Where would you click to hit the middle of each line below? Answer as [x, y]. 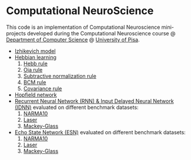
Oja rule [33, 69]
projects [16, 33]
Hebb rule [36, 64]
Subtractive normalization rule [60, 76]
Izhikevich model [35, 51]
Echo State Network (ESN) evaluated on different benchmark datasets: [100, 132]
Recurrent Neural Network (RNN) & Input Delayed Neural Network [94, 101]
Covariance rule [43, 88]
